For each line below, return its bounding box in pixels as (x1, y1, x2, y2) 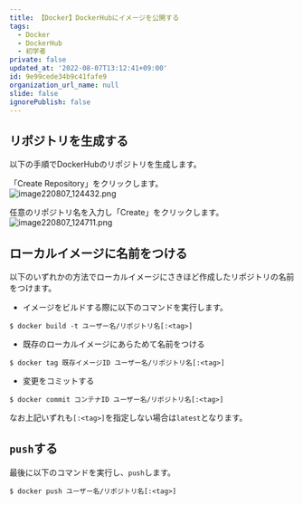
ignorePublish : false (9, 97, 91, 107)
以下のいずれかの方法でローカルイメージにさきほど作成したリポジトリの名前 (9, 272, 295, 281)
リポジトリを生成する (9, 133, 128, 148)
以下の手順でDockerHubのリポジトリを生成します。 (9, 159, 202, 170)
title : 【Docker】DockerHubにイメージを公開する (9, 13, 179, 23)
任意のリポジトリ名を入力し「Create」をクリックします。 (9, 207, 224, 218)
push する (9, 441, 58, 457)
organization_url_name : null (9, 81, 119, 90)
